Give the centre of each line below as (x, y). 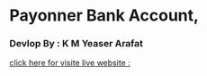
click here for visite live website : (70, 63)
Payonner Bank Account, (104, 16)
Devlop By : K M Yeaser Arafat (76, 44)
